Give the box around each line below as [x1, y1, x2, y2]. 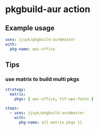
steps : [5, 105, 19, 111]
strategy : [5, 87, 26, 92]
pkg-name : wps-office [10, 47, 56, 52]
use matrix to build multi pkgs [5, 75, 80, 82]
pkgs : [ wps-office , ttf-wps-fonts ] [14, 97, 94, 102]
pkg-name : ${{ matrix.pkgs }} [18, 120, 82, 125]
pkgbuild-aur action [5, 4, 90, 15]
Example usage [5, 24, 55, 32]
